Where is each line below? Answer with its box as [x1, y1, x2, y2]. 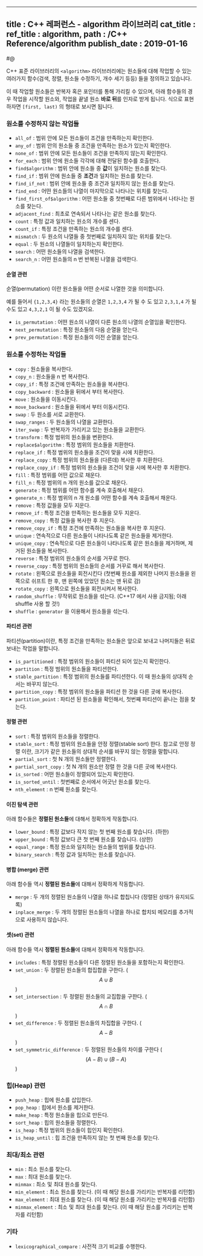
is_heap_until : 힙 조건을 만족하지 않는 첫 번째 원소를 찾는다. [14, 1134, 160, 1141]
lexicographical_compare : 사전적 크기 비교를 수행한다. [14, 1243, 147, 1250]
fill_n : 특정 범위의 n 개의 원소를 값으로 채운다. [14, 479, 128, 486]
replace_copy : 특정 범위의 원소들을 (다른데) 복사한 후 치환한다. [14, 456, 164, 464]
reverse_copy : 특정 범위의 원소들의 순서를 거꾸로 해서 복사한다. [14, 562, 165, 570]
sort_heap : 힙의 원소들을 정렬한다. [14, 1118, 98, 1126]
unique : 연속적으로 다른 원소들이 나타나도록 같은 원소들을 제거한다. [14, 531, 173, 539]
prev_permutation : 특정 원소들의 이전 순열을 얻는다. [14, 334, 139, 341]
